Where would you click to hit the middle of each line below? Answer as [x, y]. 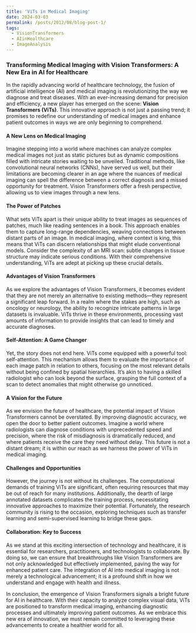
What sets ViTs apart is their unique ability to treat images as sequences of [97, 219]
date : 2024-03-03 [27, 17]
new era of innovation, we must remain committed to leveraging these [90, 619]
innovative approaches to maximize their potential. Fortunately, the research [98, 506]
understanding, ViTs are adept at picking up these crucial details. [85, 262]
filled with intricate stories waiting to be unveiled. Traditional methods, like [96, 161]
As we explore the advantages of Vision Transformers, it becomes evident [96, 289]
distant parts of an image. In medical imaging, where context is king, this [94, 238]
